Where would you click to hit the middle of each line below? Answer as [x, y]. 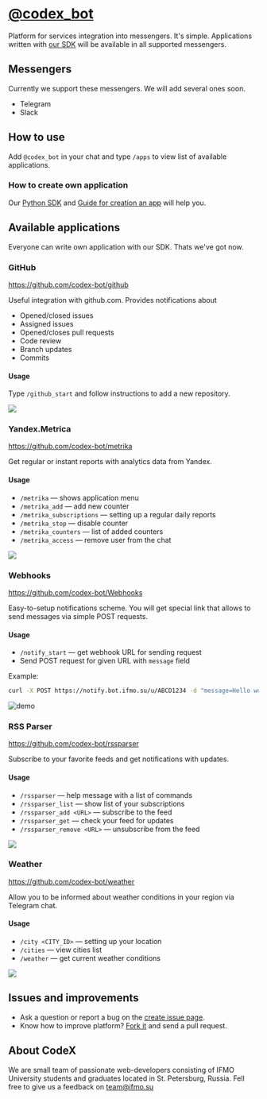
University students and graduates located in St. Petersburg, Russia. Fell [126, 1078]
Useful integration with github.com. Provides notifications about [112, 300]
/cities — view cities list [60, 950]
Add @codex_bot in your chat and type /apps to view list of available [118, 157]
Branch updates [46, 349]
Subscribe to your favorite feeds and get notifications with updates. [118, 759]
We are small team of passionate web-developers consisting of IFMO [121, 1070]
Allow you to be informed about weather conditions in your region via [121, 897]
